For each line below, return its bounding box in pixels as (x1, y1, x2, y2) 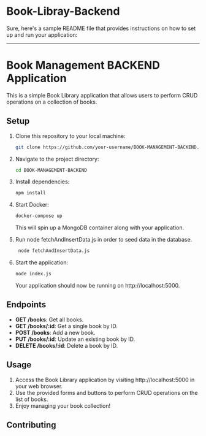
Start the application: (15, 259, 69, 266)
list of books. (15, 396, 48, 403)
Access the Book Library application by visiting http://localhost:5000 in (15, 376, 195, 383)
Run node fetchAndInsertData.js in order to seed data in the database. (15, 236, 193, 243)
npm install (15, 190, 46, 196)
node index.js (15, 271, 51, 277)
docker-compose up (15, 213, 63, 219)
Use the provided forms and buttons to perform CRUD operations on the (15, 389, 198, 396)
